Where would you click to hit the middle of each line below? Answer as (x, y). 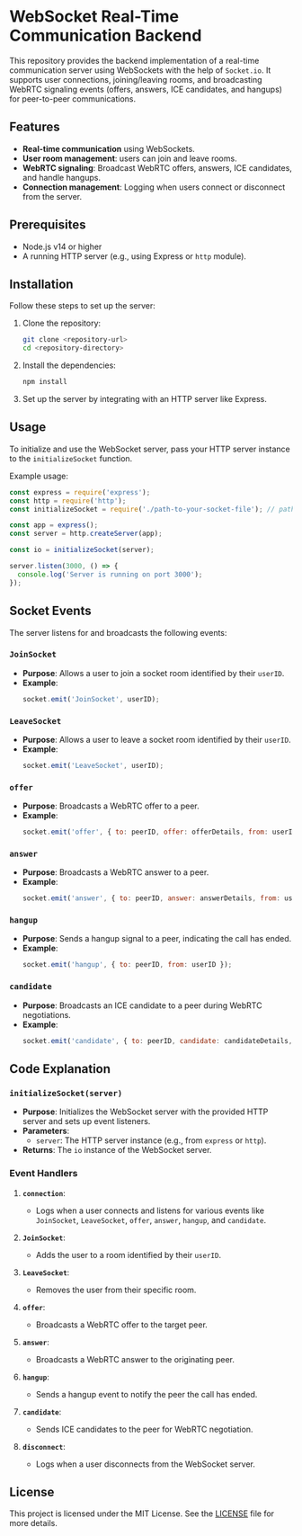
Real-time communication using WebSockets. (108, 148)
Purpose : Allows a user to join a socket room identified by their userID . (153, 673)
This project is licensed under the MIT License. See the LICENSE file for (142, 1514)
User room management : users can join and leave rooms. (129, 158)
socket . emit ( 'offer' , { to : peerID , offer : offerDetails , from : (145, 832)
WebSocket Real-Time (94, 17)
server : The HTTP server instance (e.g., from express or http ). (151, 1140)
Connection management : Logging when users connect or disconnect (154, 187)
